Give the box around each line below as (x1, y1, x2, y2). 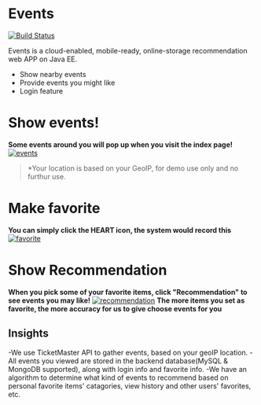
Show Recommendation (8, 261, 167, 279)
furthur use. (27, 171, 66, 181)
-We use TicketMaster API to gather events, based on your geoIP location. (8, 348, 248, 357)
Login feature (19, 86, 64, 95)
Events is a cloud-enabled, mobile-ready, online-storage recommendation (8, 46, 248, 55)
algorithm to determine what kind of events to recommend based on (8, 373, 230, 382)
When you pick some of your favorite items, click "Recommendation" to (8, 287, 248, 296)
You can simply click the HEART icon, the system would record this (8, 225, 232, 234)
